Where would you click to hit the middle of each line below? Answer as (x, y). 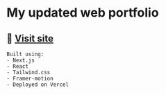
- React (18, 67)
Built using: (25, 54)
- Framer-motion (30, 78)
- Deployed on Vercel (38, 85)
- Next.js (21, 60)
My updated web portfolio (83, 13)
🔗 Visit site (30, 38)
